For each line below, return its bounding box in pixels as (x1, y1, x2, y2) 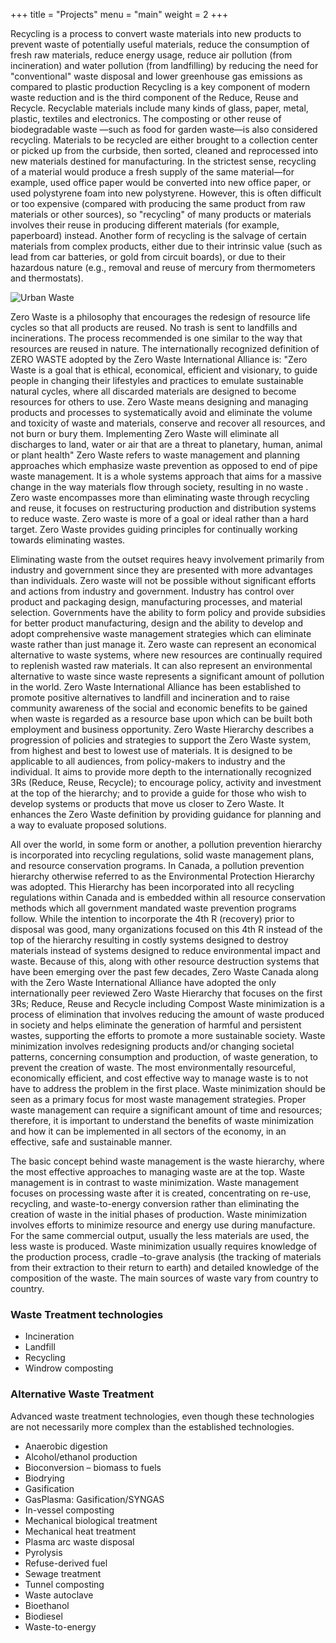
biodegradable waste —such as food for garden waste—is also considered (10, 124, 318, 135)
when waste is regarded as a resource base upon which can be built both (10, 713, 313, 724)
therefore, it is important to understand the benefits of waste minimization (10, 1115, 315, 1126)
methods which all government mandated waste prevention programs (10, 902, 297, 914)
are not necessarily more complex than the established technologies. (10, 1420, 295, 1433)
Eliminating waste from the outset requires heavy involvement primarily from (10, 554, 325, 565)
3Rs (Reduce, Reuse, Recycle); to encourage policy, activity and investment (10, 777, 322, 788)
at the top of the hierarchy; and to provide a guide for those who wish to (10, 787, 307, 799)
